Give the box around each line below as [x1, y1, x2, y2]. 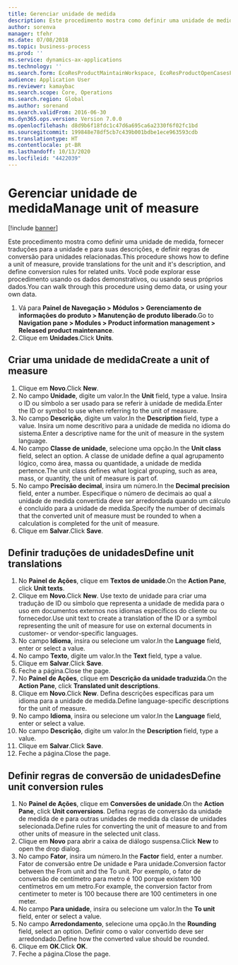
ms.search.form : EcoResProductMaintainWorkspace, [8, 69, 157, 76]
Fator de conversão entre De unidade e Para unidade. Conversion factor [18, 860, 227, 868]
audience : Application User [8, 76, 91, 83]
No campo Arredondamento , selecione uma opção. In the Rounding [18, 920, 217, 928]
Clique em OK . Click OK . [18, 942, 88, 951]
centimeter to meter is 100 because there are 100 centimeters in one [18, 889, 218, 898]
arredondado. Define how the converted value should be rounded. [18, 935, 210, 943]
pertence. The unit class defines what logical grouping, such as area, [18, 466, 218, 475]
